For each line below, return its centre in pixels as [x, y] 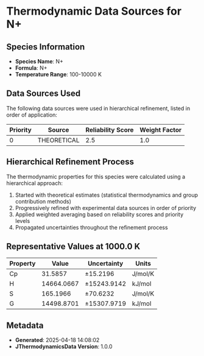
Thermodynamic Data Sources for [94, 11]
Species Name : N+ [39, 61]
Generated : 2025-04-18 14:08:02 [57, 340]
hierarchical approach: [34, 183]
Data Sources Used [44, 94]
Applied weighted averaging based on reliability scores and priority [99, 214]
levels [23, 220]
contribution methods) [43, 201]
